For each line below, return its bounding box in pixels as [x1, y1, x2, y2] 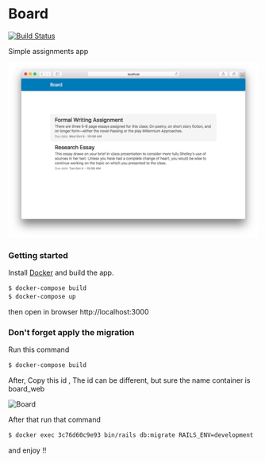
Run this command [8, 345, 70, 354]
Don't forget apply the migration [8, 326, 135, 338]
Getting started [8, 249, 69, 260]
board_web [8, 384, 45, 394]
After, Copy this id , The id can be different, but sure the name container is [8, 376, 251, 385]
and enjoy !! [8, 446, 47, 455]
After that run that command [8, 415, 102, 425]
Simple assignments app [8, 46, 89, 56]
